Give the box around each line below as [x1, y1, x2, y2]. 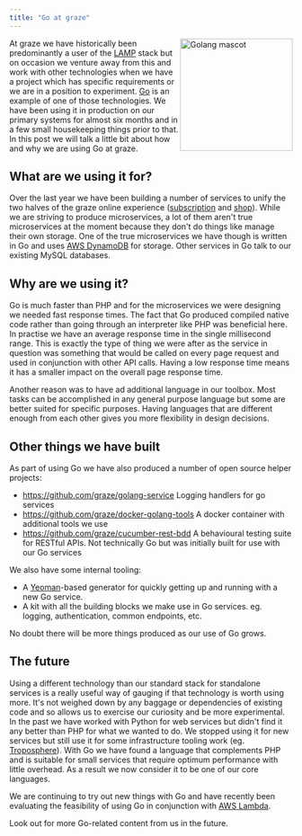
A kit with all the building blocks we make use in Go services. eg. [22, 601, 262, 612]
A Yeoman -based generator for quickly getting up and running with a [22, 582, 279, 593]
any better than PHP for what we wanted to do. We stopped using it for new [9, 725, 289, 736]
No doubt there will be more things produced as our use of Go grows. [9, 628, 267, 639]
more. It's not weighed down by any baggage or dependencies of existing [9, 697, 283, 707]
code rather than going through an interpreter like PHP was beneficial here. [9, 319, 288, 330]
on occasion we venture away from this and [9, 57, 172, 67]
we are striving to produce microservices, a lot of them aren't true [9, 212, 253, 223]
